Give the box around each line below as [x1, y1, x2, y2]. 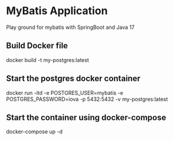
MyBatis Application [6, 4, 108, 18]
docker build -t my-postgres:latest [6, 56, 90, 63]
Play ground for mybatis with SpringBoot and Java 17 [6, 24, 134, 31]
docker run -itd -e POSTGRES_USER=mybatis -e [6, 89, 124, 96]
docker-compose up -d [6, 128, 63, 135]
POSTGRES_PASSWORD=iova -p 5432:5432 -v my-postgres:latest [6, 96, 168, 103]
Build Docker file [6, 41, 68, 51]
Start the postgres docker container [6, 74, 140, 84]
